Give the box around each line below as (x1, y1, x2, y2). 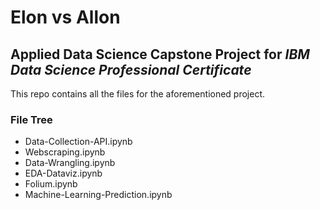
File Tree (10, 112, 53, 126)
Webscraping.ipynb (24, 146, 106, 158)
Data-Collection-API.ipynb (24, 136, 133, 148)
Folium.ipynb (24, 178, 78, 190)
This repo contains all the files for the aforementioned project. (10, 88, 266, 100)
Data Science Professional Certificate (10, 61, 252, 78)
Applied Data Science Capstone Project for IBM (10, 46, 310, 63)
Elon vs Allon (10, 6, 121, 29)
